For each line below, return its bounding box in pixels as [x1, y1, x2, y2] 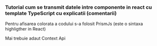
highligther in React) [5, 26, 46, 32]
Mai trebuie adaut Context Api [5, 35, 66, 41]
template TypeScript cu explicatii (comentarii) [5, 10, 117, 16]
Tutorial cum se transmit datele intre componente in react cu [5, 4, 152, 11]
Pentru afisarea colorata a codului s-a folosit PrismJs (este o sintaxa [5, 21, 143, 27]
